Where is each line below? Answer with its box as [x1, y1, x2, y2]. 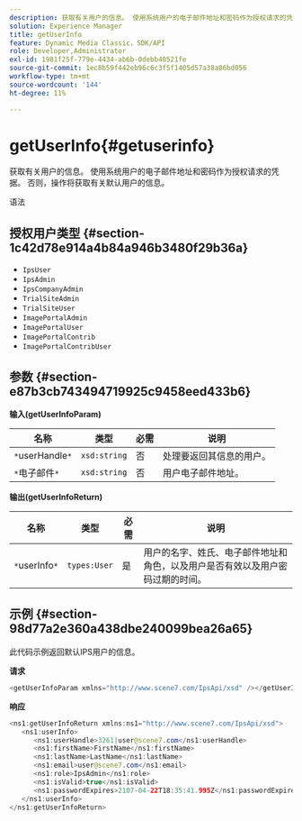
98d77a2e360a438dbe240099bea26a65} [9, 621, 253, 636]
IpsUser [22, 266, 51, 275]
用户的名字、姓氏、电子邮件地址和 [143, 546, 288, 559]
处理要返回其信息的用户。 [163, 450, 271, 462]
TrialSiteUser [22, 304, 75, 314]
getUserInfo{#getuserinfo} [9, 135, 216, 156]
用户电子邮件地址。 [163, 467, 244, 479]
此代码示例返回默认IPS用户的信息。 [9, 646, 140, 657]
